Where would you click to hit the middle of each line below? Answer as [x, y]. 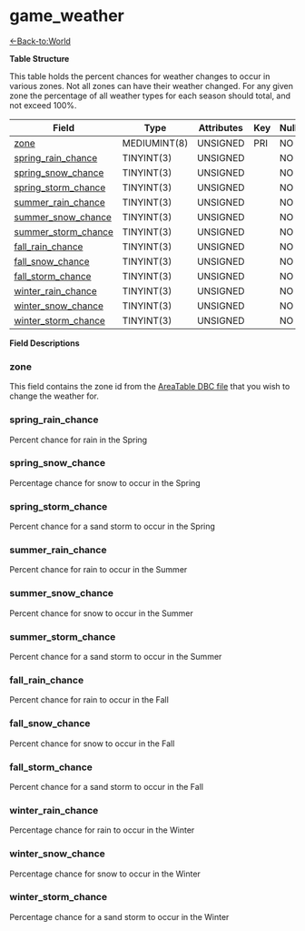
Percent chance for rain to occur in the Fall [89, 700]
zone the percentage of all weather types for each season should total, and [150, 96]
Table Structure [39, 58]
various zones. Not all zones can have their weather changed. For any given [151, 86]
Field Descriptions [44, 343]
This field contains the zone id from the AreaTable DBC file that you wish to [150, 387]
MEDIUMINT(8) [155, 143]
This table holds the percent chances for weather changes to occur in [140, 76]
